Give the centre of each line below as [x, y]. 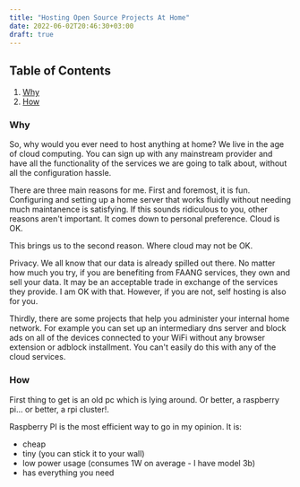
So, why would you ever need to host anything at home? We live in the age [147, 144]
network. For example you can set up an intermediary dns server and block [148, 328]
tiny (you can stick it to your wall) [83, 453]
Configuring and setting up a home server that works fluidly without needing [150, 200]
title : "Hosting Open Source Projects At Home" [100, 17]
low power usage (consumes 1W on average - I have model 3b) [139, 463]
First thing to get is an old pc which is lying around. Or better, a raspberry [145, 399]
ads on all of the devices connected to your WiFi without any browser [137, 338]
